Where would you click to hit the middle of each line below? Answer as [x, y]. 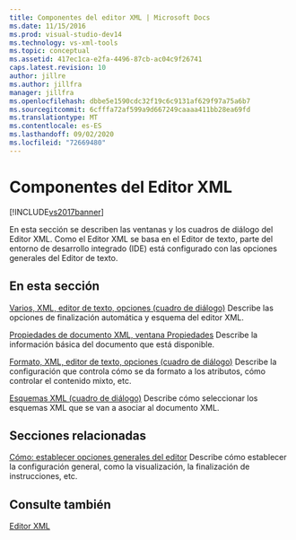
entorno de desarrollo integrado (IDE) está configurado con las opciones [144, 248]
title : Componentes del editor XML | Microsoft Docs [110, 17]
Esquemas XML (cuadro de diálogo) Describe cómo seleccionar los [134, 398]
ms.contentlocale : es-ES [56, 126]
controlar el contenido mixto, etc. [70, 380]
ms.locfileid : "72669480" [57, 143]
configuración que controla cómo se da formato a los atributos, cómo [138, 371]
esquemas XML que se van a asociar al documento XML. [114, 407]
